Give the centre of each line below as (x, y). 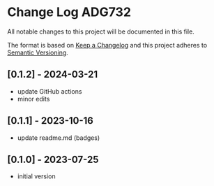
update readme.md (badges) (59, 138)
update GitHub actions (49, 91)
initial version (36, 176)
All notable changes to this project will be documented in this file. (101, 31)
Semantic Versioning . (38, 52)
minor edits (33, 99)
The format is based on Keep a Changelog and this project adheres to (107, 45)
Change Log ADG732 (69, 12)
